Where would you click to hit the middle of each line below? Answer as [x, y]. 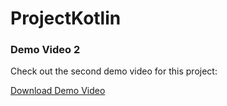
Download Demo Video [58, 91]
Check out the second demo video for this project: [114, 71]
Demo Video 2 [45, 50]
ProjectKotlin [66, 18]
